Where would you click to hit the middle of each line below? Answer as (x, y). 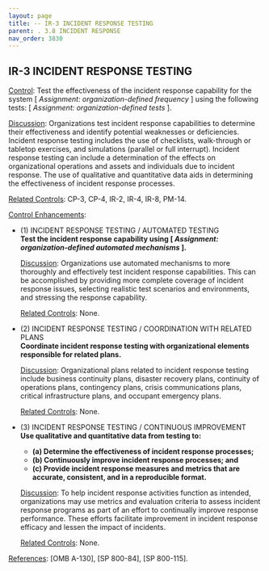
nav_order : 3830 (36, 38)
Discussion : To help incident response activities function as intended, (136, 493)
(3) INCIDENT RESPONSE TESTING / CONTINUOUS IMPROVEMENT (133, 427)
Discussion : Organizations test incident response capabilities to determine (132, 124)
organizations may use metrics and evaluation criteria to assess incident (140, 502)
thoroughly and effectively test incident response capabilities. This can (138, 272)
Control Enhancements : (48, 215)
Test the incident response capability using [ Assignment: (119, 239)
